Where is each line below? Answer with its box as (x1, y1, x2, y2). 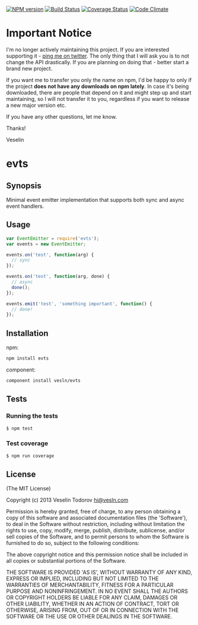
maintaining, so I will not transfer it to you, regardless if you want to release (6, 95, 190, 102)
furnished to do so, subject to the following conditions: (6, 540, 139, 547)
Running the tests (6, 412, 58, 420)
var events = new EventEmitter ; (6, 241, 86, 247)
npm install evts (6, 356, 49, 361)
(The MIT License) (6, 485, 52, 492)
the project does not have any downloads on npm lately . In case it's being (6, 83, 189, 90)
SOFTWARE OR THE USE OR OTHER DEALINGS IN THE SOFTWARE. (6, 613, 173, 620)
